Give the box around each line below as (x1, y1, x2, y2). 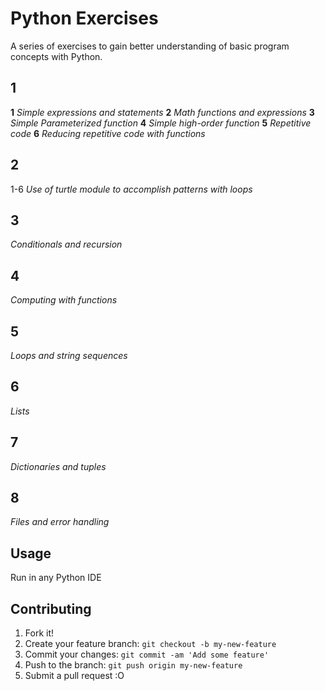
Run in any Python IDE (10, 572, 102, 584)
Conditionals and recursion (10, 238, 123, 251)
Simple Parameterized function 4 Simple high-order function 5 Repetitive (10, 117, 312, 129)
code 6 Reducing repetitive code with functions (10, 127, 206, 139)
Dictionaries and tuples (10, 460, 107, 472)
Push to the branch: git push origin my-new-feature (24, 659, 243, 671)
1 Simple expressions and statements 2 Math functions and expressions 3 (10, 106, 315, 118)
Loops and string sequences (10, 350, 128, 361)
